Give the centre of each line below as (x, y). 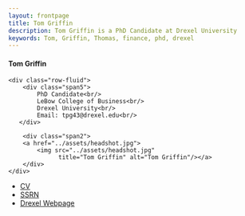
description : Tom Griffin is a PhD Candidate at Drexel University (123, 30)
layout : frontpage (39, 16)
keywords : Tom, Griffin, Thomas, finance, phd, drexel (101, 38)
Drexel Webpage (47, 203)
